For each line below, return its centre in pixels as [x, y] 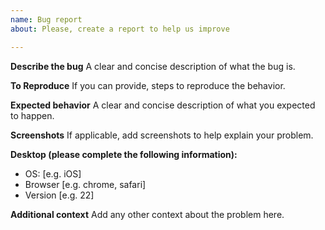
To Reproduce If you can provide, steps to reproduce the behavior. [148, 85]
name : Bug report [46, 19]
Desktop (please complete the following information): [124, 154]
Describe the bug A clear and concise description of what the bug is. [153, 66]
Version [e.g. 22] [59, 195]
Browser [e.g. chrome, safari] [85, 184]
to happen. [32, 115]
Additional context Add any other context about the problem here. [147, 214]
